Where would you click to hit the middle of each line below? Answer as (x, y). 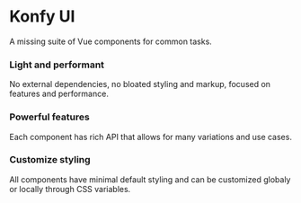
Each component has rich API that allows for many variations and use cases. (150, 137)
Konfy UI (42, 17)
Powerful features (49, 117)
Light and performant (57, 65)
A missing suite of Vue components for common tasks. (111, 41)
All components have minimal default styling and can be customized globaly (150, 179)
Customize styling (50, 160)
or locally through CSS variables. (70, 189)
